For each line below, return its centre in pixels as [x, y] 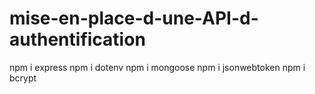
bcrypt [23, 78]
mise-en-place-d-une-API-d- [134, 18]
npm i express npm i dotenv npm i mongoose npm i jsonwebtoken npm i [157, 67]
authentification [77, 39]
